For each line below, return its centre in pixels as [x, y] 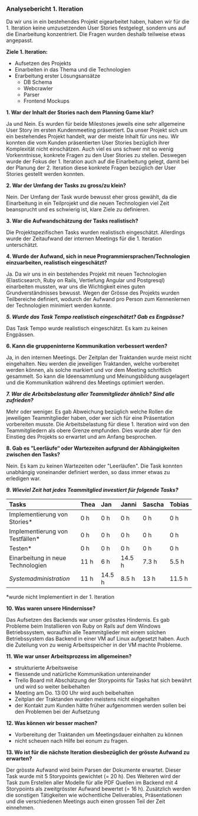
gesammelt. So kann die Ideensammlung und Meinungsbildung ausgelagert [98, 376]
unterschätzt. [22, 245]
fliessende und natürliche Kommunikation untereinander [83, 674]
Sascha [153, 505]
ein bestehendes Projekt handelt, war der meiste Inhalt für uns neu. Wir [93, 136]
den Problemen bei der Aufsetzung [57, 712]
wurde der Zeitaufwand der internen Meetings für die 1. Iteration [84, 239]
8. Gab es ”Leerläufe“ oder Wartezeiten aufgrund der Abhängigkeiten [93, 448]
